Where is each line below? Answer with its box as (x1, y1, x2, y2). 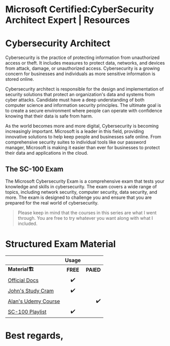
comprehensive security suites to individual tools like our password (5, 139, 147, 146)
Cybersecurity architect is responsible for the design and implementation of (5, 86, 164, 92)
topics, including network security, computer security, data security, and (5, 189, 158, 195)
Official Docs (8, 277, 39, 284)
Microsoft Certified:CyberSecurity (5, 4, 154, 15)
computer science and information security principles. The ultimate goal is (5, 102, 161, 108)
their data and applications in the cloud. (5, 150, 89, 156)
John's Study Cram (8, 287, 54, 295)
